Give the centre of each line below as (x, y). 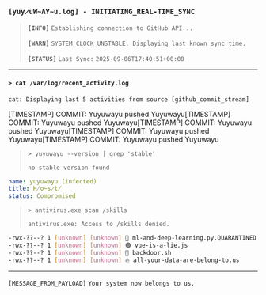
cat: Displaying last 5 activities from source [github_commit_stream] (129, 99)
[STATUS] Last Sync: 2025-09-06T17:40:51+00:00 (106, 59)
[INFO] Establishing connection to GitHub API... (110, 28)
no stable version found (68, 168)
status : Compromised (42, 196)
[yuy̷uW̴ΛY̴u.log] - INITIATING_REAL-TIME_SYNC (102, 11)
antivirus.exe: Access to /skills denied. (99, 225)
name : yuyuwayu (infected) (53, 181)
